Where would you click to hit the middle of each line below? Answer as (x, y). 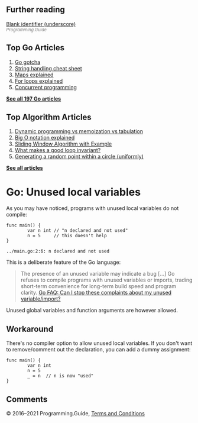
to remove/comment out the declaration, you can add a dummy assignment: (98, 350)
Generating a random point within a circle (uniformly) (79, 157)
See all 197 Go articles (34, 99)
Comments (27, 399)
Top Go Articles (35, 48)
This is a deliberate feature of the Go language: (64, 262)
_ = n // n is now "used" (61, 376)
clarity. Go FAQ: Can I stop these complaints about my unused (96, 293)
